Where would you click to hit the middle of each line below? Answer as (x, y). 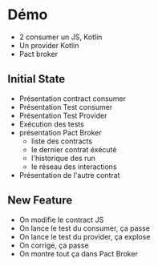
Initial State (36, 79)
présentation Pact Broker (60, 132)
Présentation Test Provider (63, 115)
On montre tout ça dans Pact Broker (78, 253)
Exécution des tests (52, 124)
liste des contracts (62, 141)
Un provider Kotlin (49, 45)
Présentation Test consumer (66, 107)
